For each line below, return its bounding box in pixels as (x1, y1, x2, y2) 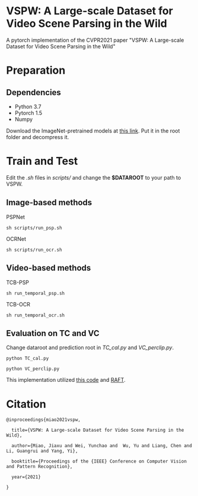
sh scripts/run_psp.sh (6, 225, 62, 231)
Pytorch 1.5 (14, 109, 43, 117)
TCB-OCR (6, 300, 31, 307)
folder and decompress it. (6, 133, 69, 140)
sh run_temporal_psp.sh (6, 290, 65, 296)
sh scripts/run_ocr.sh (6, 247, 62, 253)
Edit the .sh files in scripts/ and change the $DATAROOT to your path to (6, 174, 181, 181)
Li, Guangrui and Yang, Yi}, (6, 448, 78, 454)
